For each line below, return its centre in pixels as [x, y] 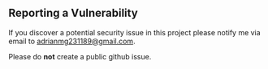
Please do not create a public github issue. [80, 56]
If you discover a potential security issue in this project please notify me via [135, 32]
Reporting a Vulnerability [73, 13]
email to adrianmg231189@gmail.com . [72, 41]
